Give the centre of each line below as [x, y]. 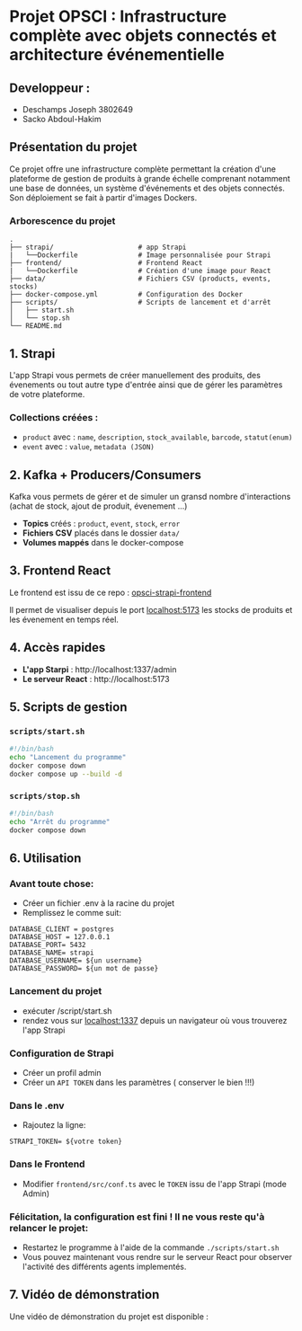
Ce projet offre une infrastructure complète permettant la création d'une [143, 169]
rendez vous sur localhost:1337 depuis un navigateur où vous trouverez [155, 1020]
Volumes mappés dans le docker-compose [103, 543]
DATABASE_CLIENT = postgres [62, 929]
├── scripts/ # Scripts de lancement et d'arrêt [140, 303]
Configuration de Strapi [62, 1053]
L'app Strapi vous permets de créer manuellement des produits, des [135, 375]
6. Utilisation [45, 859]
